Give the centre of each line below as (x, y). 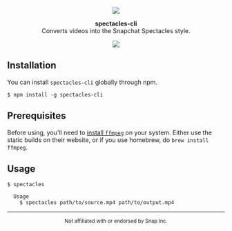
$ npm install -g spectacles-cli (55, 94)
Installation (32, 66)
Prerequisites (37, 116)
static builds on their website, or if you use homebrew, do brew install (108, 140)
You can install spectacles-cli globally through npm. (82, 82)
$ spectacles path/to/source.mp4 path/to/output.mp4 (97, 203)
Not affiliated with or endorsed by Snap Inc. (116, 221)
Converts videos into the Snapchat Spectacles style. (116, 31)
